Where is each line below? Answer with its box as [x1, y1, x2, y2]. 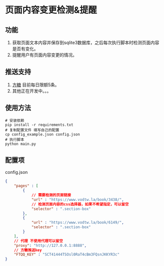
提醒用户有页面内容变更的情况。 [12, 52, 77, 58]
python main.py [5, 141, 36, 146]
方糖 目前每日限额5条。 [12, 82, 60, 88]
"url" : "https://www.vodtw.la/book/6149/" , [31, 220, 124, 225]
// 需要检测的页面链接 [31, 193, 71, 198]
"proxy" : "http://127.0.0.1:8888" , [14, 243, 87, 248]
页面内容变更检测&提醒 [5, 4, 97, 16]
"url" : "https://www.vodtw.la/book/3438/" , [31, 197, 124, 202]
